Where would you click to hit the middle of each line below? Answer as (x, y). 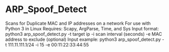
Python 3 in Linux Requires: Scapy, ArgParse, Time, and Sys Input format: (82, 28)
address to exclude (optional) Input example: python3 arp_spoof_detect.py (83, 39)
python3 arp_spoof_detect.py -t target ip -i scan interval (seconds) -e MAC (84, 34)
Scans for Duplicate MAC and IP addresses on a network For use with (78, 23)
